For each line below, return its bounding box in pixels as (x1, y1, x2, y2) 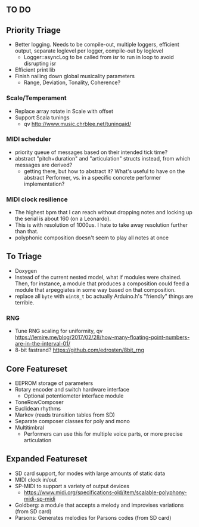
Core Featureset (6, 363, 67, 374)
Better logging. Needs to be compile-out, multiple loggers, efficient (14, 41, 180, 48)
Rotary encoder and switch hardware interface (14, 386, 130, 393)
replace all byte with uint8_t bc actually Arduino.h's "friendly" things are (14, 292, 194, 300)
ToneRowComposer (14, 399, 64, 406)
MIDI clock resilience (6, 195, 68, 204)
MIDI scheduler (6, 135, 52, 143)
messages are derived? (14, 161, 73, 168)
